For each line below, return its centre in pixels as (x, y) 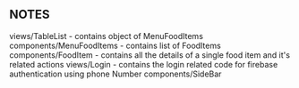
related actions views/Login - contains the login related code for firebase (144, 64)
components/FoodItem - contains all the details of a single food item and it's (150, 55)
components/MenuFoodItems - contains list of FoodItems (115, 45)
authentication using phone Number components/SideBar (115, 74)
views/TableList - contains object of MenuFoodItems (107, 36)
